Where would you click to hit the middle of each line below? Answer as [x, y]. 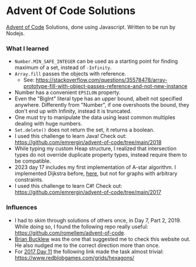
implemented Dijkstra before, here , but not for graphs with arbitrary [96, 174]
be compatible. [33, 161]
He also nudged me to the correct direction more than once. [87, 245]
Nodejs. [16, 33]
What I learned [27, 48]
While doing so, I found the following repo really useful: [81, 227]
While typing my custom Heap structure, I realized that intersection [96, 148]
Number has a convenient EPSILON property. [67, 93]
